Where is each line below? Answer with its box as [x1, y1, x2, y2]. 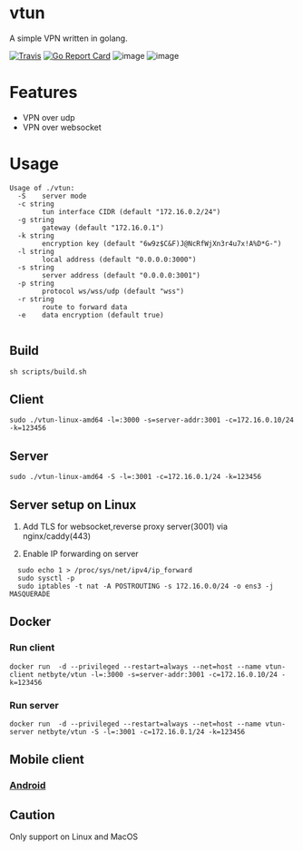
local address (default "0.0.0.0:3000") [42, 255, 197, 264]
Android [9, 779, 46, 792]
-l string [17, 247, 54, 256]
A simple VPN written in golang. [9, 33, 129, 44]
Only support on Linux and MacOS [9, 831, 139, 842]
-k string [17, 230, 54, 240]
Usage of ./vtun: [9, 183, 75, 192]
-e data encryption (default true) [17, 310, 165, 319]
